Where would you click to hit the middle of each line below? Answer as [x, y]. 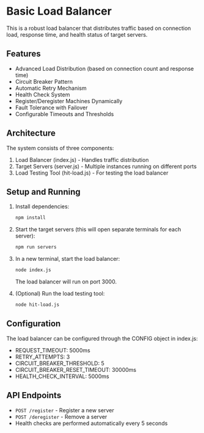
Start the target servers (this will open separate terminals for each [98, 230]
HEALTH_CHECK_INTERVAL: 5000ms [62, 376]
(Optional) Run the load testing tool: [60, 293]
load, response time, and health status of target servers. [77, 34]
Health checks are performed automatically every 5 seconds [91, 423]
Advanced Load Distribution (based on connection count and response [104, 68]
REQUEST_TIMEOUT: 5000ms [53, 350]
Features [24, 54]
